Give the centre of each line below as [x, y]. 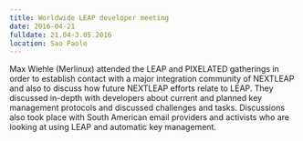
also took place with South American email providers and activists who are [150, 117]
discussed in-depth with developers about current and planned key [136, 98]
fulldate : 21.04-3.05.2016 [61, 35]
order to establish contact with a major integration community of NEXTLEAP [152, 79]
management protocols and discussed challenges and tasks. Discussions [147, 108]
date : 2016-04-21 [42, 26]
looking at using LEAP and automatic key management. [113, 127]
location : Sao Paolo [49, 43]
